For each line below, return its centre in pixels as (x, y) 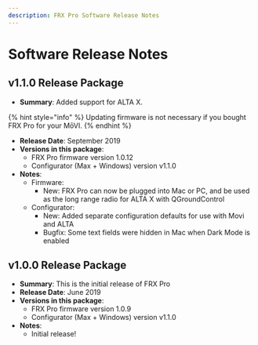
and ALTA (58, 223)
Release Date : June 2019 (60, 292)
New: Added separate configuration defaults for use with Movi (144, 216)
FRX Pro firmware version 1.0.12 (82, 157)
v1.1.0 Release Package (66, 83)
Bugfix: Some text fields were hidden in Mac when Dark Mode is (147, 232)
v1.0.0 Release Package (67, 265)
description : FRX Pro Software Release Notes (84, 15)
